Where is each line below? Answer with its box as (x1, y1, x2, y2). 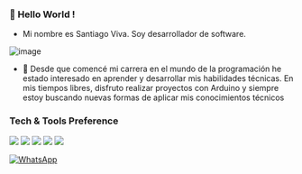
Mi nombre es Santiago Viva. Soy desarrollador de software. (22, 29, 246, 40)
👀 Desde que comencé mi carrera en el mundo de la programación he (22, 63, 282, 75)
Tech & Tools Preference (9, 114, 119, 127)
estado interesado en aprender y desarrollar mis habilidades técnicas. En (22, 73, 294, 84)
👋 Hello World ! (9, 8, 76, 21)
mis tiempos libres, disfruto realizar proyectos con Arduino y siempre (22, 83, 279, 94)
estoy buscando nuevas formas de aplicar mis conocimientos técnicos (22, 92, 285, 103)
